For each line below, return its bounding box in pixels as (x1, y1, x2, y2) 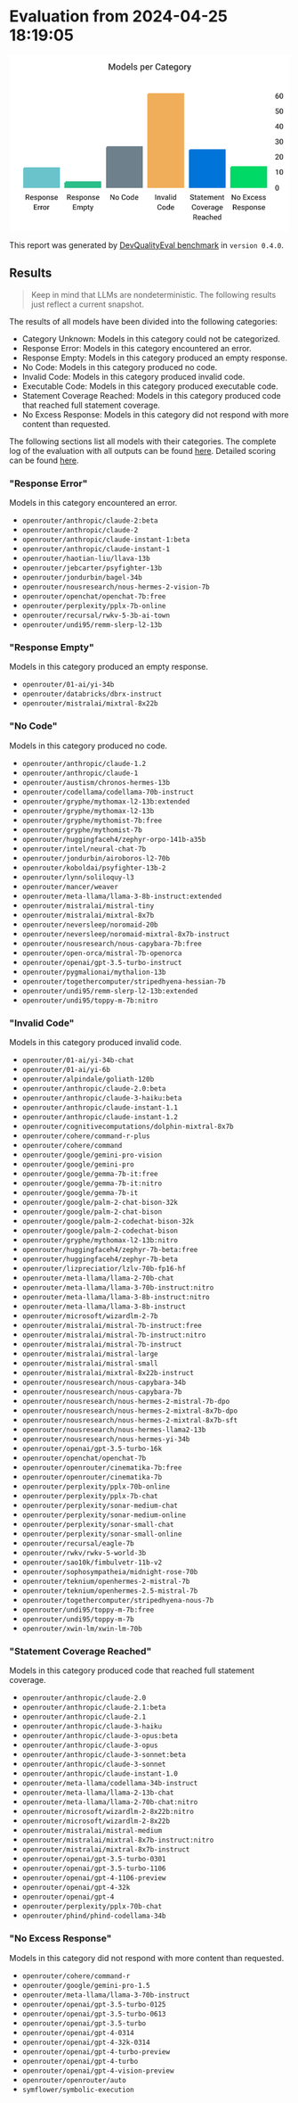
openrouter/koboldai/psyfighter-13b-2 (21, 863, 166, 872)
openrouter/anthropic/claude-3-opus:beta (21, 1732, 178, 1741)
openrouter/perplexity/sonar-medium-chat (21, 1501, 178, 1510)
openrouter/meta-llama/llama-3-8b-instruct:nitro (21, 1292, 211, 1301)
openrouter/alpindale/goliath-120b (21, 1075, 155, 1084)
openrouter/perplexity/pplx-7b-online (21, 602, 166, 611)
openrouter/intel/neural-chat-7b (21, 845, 147, 854)
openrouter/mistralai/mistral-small (21, 1358, 158, 1368)
